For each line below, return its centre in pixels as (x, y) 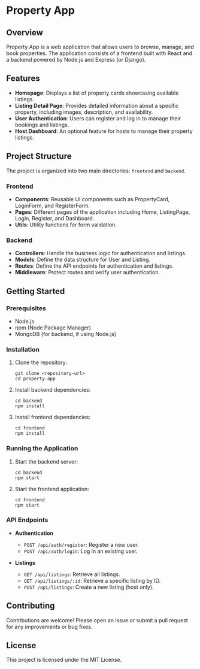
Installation (23, 349)
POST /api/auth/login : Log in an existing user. (81, 551)
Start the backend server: (46, 461)
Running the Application (42, 449)
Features (23, 78)
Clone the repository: (41, 362)
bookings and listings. (42, 125)
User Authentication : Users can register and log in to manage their (98, 118)
